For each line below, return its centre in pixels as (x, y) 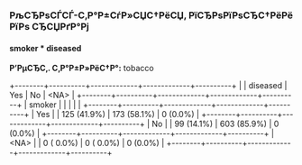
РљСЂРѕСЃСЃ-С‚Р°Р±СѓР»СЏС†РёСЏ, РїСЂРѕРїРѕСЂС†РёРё (151, 15)
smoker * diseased (46, 48)
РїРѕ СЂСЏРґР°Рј (50, 26)
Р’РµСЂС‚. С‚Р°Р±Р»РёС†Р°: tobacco (82, 69)
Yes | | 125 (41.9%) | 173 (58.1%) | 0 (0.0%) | (118, 115)
